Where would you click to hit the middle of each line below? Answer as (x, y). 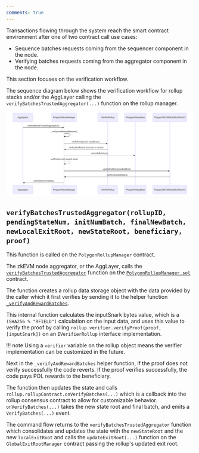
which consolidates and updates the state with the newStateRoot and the (95, 431)
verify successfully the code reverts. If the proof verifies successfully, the (97, 370)
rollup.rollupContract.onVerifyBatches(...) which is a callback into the (96, 394)
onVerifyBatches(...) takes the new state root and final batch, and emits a (98, 407)
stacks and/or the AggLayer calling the (54, 97)
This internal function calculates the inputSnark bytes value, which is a (93, 315)
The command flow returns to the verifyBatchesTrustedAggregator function (99, 425)
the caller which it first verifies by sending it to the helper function (87, 297)
